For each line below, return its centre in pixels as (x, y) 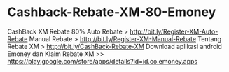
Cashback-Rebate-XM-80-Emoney (112, 12)
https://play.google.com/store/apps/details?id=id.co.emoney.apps (103, 61)
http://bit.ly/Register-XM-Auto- (174, 31)
